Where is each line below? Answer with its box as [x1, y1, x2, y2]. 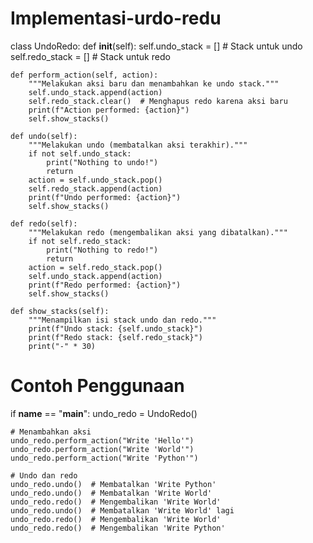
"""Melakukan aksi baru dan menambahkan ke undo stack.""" [28, 78, 280, 89]
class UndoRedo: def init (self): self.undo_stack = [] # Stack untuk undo [10, 40, 303, 52]
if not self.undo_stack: [28, 148, 132, 159]
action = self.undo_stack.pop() [28, 175, 163, 185]
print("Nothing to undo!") [46, 157, 159, 167]
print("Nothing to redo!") [46, 245, 159, 255]
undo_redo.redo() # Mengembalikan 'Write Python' [10, 523, 226, 533]
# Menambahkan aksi [10, 427, 92, 437]
